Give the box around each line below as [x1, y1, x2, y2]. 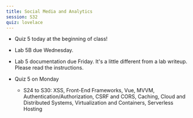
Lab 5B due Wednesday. [14, 47, 74, 54]
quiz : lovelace [6, 19, 43, 25]
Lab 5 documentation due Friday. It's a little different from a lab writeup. [14, 58, 188, 65]
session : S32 [6, 14, 38, 20]
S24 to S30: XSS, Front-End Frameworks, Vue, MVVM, [23, 87, 155, 94]
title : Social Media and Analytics [6, 8, 93, 15]
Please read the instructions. [14, 64, 84, 71]
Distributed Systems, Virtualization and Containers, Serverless [23, 99, 174, 106]
